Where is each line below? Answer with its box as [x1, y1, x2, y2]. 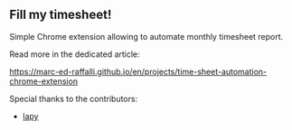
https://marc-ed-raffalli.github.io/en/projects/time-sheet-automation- [9, 66, 268, 77]
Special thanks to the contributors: [9, 93, 138, 104]
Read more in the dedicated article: [9, 49, 140, 60]
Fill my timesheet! [9, 7, 112, 23]
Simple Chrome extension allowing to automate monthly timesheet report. [9, 31, 284, 42]
